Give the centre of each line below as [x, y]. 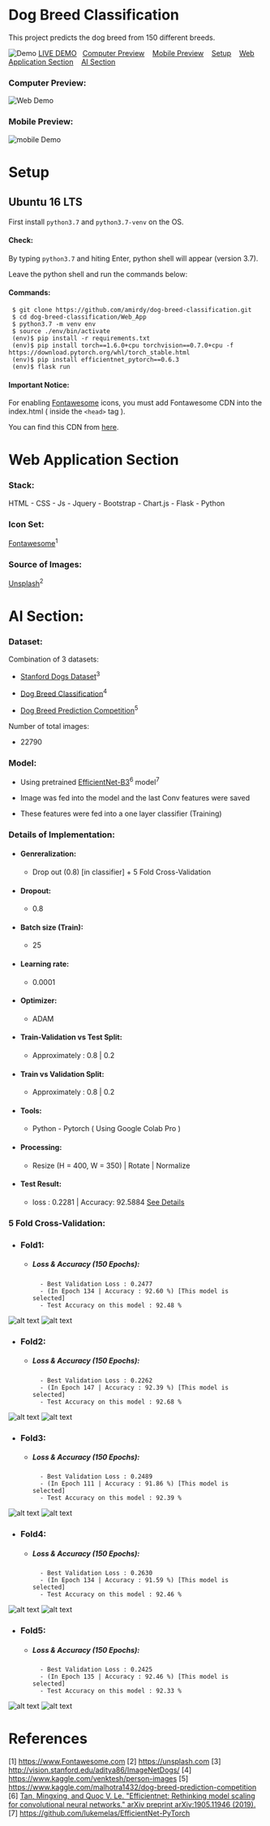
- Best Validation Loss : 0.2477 [96, 1284]
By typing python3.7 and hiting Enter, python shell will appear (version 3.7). [133, 258]
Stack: [21, 485]
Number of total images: [49, 726]
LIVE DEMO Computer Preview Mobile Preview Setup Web [146, 53]
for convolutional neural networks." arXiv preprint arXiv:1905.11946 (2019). [132, 1805]
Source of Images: [45, 564]
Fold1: [32, 1245]
